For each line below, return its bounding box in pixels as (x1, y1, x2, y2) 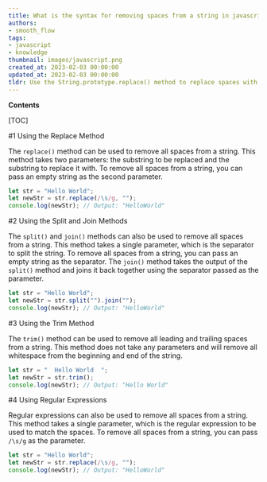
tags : (8, 33, 26, 42)
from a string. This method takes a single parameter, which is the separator (8, 240, 254, 250)
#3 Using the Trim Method (8, 318, 95, 328)
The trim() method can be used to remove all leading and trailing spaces (8, 333, 248, 343)
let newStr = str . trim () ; (8, 373, 94, 382)
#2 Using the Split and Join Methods (8, 216, 128, 226)
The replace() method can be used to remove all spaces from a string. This (8, 146, 256, 156)
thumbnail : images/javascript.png (8, 56, 123, 64)
